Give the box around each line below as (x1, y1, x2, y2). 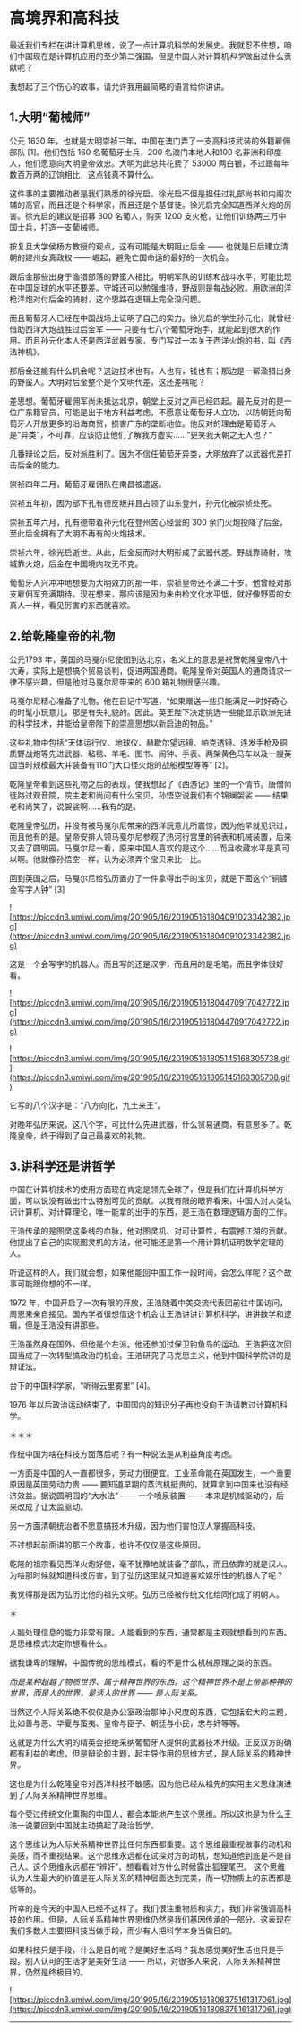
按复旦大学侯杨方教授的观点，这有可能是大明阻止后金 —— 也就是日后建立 (9, 240, 280, 251)
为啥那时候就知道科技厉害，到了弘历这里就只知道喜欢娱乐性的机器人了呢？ (9, 1570, 284, 1581)
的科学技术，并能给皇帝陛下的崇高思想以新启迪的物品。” (9, 718, 213, 728)
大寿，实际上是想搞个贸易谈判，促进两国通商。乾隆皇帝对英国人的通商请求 (9, 665, 284, 676)
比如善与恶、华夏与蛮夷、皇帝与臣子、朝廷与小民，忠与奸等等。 (9, 1718, 245, 1729)
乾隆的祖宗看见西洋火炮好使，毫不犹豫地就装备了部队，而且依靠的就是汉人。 (9, 1558, 292, 1570)
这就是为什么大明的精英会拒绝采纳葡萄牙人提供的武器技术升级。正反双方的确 (9, 1737, 292, 1748)
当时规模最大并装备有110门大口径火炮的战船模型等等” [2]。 (16, 759, 234, 770)
